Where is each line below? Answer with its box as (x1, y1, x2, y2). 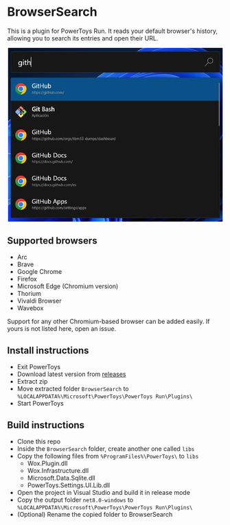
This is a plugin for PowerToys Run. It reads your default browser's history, (7, 27, 218, 35)
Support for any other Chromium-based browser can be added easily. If (7, 317, 210, 326)
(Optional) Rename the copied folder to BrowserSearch (16, 511, 173, 519)
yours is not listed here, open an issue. (7, 325, 117, 333)
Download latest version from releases (16, 370, 126, 378)
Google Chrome (16, 268, 62, 276)
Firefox (16, 275, 38, 283)
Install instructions (7, 345, 89, 356)
